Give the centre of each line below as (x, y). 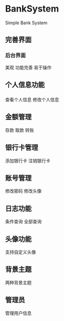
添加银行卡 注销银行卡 (28, 160)
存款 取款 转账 (19, 130)
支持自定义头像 (20, 252)
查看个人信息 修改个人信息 (32, 99)
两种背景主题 (18, 282)
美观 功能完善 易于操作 (28, 67)
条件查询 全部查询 (23, 222)
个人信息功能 (25, 85)
